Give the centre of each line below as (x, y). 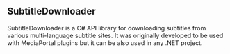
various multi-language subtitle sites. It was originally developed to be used (115, 35)
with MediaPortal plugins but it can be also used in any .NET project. (105, 43)
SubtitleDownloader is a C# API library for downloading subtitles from (107, 28)
